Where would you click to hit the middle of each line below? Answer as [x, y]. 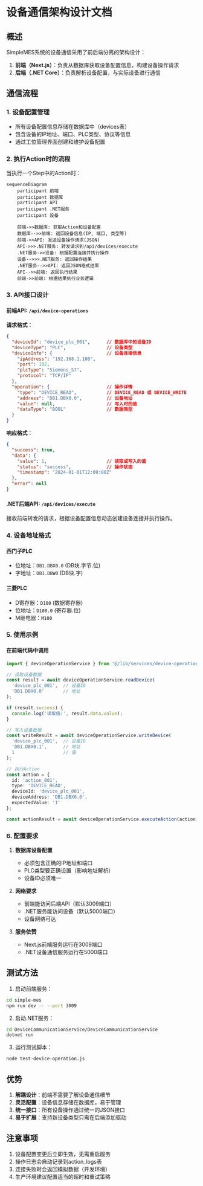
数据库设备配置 [34, 850]
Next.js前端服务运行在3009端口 [63, 944]
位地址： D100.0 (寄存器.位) [48, 610]
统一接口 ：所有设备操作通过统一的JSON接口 [70, 1110]
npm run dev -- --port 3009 [42, 1006]
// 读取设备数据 [24, 674]
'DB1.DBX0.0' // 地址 [46, 691]
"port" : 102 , [34, 364]
